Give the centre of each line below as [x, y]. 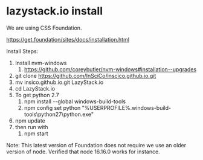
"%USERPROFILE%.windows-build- [126, 107]
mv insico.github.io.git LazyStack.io [59, 82]
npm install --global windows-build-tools [75, 101]
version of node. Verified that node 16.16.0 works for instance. [83, 152]
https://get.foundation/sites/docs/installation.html [68, 39]
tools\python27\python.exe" [59, 114]
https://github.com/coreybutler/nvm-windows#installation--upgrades [110, 69]
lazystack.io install [55, 11]
